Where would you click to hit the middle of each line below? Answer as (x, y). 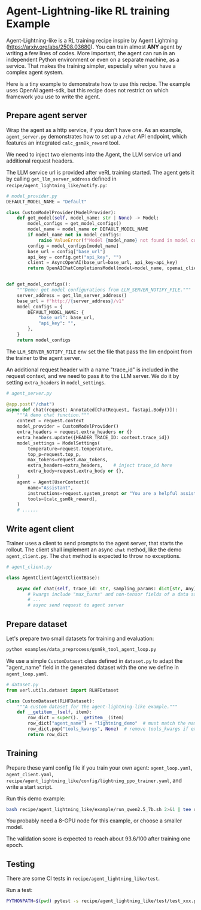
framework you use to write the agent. (53, 97)
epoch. (15, 845)
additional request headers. (40, 161)
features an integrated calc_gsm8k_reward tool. (63, 143)
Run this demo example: (36, 798)
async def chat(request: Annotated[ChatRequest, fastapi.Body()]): (92, 410)
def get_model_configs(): (38, 284)
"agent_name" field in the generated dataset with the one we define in (93, 667)
